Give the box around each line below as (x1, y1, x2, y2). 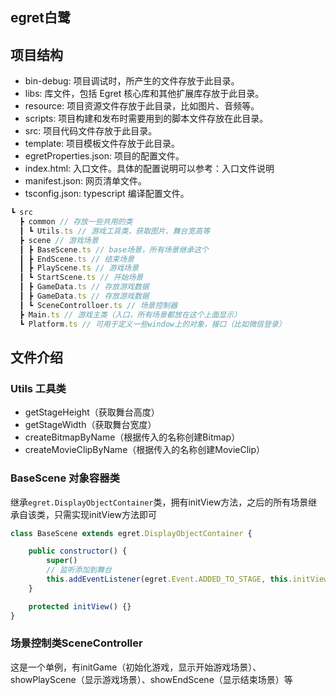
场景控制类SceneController (10, 636, 143, 650)
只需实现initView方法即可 (53, 508, 157, 520)
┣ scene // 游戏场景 (19, 235, 99, 245)
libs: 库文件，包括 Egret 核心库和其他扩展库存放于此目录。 (24, 88, 265, 100)
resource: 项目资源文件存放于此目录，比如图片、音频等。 (24, 100, 260, 112)
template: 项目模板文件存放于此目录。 (24, 138, 181, 150)
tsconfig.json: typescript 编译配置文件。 (24, 188, 190, 200)
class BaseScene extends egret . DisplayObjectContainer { (10, 528, 253, 538)
